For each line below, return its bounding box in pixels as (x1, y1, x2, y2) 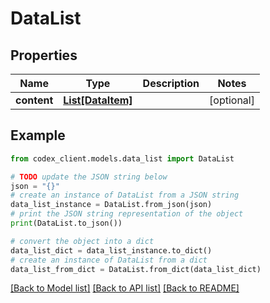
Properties (10, 47, 78, 64)
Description (142, 77, 200, 90)
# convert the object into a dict (10, 236, 155, 246)
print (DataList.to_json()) (10, 218, 123, 229)
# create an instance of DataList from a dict (10, 255, 208, 265)
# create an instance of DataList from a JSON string (10, 190, 240, 201)
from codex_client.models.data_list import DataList (10, 153, 235, 164)
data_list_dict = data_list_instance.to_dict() (10, 245, 213, 256)
